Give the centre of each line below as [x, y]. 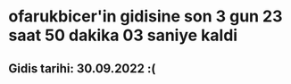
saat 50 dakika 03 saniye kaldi [123, 35]
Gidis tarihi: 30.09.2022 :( [82, 68]
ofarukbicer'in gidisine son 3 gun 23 [145, 17]
